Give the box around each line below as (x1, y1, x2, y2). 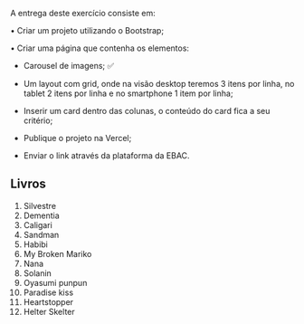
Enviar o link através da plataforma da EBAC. (23, 150, 190, 161)
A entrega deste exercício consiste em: (10, 8, 157, 18)
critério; (23, 115, 53, 126)
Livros (10, 176, 46, 192)
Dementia (23, 210, 60, 221)
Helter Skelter (23, 306, 75, 317)
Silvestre (23, 200, 57, 211)
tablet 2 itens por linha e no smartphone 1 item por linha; (23, 88, 233, 99)
